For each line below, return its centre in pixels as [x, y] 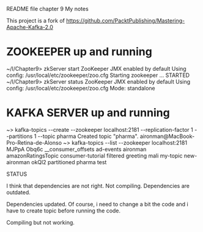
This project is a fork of [36, 20]
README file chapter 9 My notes [47, 9]
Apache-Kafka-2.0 [30, 27]
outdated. [18, 192]
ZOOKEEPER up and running [79, 52]
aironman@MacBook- [167, 136]
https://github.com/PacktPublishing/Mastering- [126, 20]
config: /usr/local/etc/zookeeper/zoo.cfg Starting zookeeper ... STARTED [98, 75]
